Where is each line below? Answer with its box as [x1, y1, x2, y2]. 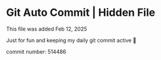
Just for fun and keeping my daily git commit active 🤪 [6, 36, 137, 44]
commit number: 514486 [6, 48, 67, 55]
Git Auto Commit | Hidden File [6, 6, 156, 19]
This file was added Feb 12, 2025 [6, 25, 87, 32]
